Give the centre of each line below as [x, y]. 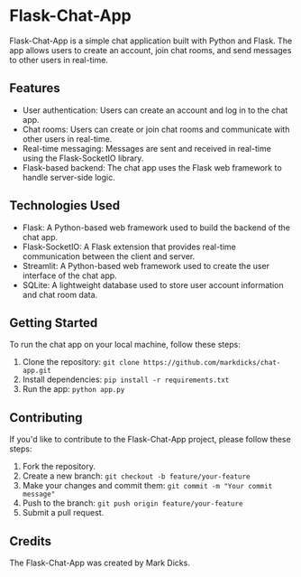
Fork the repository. [59, 467]
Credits [31, 541]
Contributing [46, 418]
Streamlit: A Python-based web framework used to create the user [146, 265]
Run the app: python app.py [73, 389]
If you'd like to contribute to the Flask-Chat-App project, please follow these [150, 440]
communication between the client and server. [109, 256]
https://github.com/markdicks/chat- [212, 363]
